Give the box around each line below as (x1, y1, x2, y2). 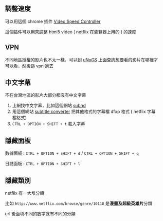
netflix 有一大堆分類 (5, 190, 45, 196)
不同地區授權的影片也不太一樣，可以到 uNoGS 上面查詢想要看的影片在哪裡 (5, 56, 154, 62)
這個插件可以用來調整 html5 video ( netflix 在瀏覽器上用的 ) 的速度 (5, 29, 137, 35)
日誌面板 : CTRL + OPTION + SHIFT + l (5, 161, 80, 166)
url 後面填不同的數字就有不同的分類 (5, 211, 76, 217)
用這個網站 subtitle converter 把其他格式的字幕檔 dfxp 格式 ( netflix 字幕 (12, 109, 156, 114)
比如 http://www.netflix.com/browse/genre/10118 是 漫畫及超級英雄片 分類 (5, 201, 152, 206)
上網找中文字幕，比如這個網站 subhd (12, 103, 86, 109)
